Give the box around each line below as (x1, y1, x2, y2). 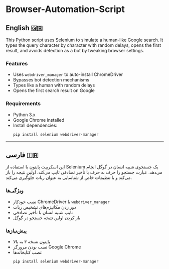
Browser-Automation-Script (6, 4, 125, 15)
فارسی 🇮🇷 (6, 150, 39, 159)
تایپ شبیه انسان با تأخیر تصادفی (13, 209, 73, 215)
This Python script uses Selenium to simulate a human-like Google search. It (6, 37, 163, 43)
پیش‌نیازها (6, 227, 27, 234)
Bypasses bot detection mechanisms (13, 77, 90, 83)
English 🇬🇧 (6, 24, 43, 32)
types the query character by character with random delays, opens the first (6, 42, 161, 48)
